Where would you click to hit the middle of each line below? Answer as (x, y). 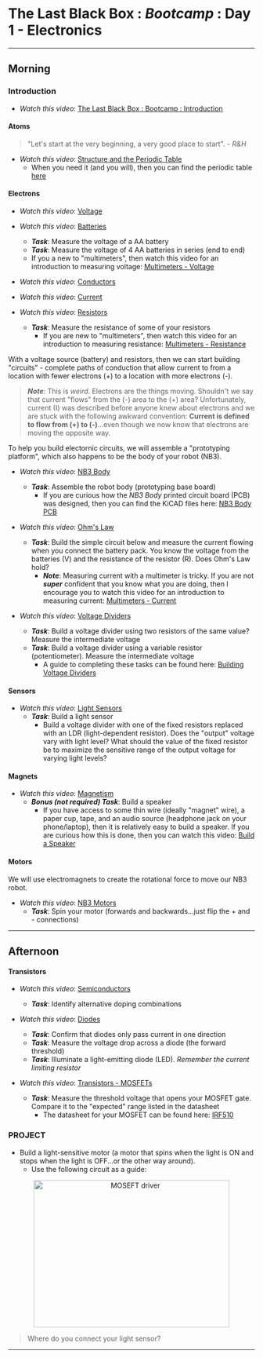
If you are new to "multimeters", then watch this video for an (140, 336)
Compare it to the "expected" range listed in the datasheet (125, 1107)
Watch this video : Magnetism (67, 794)
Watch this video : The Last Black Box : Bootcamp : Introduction (121, 108)
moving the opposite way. (69, 433)
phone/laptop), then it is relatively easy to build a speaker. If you (146, 827)
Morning (29, 69)
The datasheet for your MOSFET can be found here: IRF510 (138, 1115)
